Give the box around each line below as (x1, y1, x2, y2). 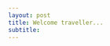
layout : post (8, 11, 51, 19)
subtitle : (8, 26, 41, 34)
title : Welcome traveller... (8, 19, 104, 27)
